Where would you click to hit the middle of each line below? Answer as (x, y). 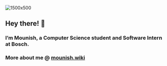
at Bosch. (17, 44)
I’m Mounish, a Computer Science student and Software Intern (84, 38)
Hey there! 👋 (25, 23)
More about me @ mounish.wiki (45, 58)
